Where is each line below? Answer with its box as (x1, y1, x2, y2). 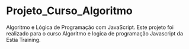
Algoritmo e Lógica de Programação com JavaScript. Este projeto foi (6, 24, 174, 31)
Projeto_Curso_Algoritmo (6, 4, 133, 18)
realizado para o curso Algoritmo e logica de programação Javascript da (6, 30, 184, 37)
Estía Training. (6, 36, 41, 43)
